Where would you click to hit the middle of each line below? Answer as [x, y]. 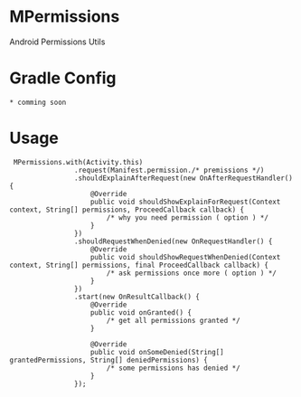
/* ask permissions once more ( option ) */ [192, 273]
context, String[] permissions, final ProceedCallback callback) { [139, 265]
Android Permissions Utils [57, 42]
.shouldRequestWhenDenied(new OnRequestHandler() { [173, 241]
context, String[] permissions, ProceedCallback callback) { [127, 210]
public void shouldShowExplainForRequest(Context [185, 202]
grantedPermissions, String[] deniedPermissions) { [108, 360]
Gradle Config [63, 78]
